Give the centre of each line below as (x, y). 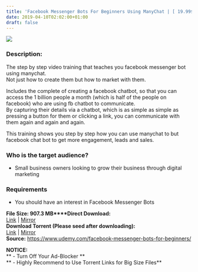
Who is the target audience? (47, 155)
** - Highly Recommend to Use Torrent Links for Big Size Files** (84, 263)
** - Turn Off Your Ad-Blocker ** (46, 256)
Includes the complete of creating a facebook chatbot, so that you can (91, 91)
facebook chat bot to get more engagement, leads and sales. (80, 140)
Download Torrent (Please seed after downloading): (71, 226)
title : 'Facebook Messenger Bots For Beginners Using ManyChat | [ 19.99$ (100, 11)
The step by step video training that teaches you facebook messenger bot (96, 67)
